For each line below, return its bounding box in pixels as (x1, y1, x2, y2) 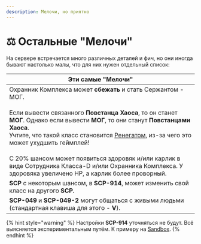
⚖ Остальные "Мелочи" (6, 34, 133, 48)
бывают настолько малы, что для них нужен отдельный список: (6, 61, 170, 68)
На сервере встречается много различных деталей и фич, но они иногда (6, 55, 193, 62)
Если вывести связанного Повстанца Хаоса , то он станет (9, 109, 178, 117)
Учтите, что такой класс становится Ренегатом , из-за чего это (9, 131, 192, 139)
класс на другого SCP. (9, 186, 75, 195)
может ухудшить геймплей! (9, 138, 90, 147)
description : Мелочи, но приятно (6, 8, 90, 15)
